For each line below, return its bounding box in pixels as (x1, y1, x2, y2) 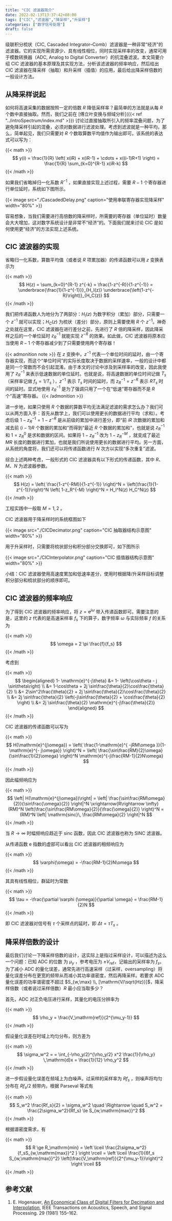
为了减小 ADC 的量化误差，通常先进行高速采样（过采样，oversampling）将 (5, 966, 163, 972)
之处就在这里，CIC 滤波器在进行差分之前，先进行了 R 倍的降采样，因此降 (5, 326, 159, 332)
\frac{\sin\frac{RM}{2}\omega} (98, 747, 163, 753)
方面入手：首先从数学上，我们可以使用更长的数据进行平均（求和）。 (18, 410, 160, 417)
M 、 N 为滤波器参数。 (5, 463, 50, 469)
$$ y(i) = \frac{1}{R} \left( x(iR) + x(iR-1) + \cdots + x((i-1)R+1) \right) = (12, 155, 160, 161)
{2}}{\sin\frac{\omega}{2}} (13, 800, 70, 806)
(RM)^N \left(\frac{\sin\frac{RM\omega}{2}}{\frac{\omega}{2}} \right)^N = (8, 806, 164, 812)
